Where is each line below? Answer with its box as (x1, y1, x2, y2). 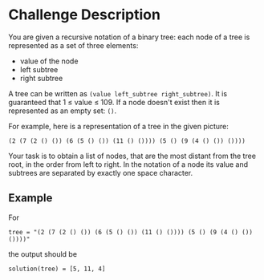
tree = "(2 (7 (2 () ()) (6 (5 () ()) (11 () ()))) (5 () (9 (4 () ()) (8, 228, 253, 236)
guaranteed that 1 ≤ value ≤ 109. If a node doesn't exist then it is (8, 97, 221, 107)
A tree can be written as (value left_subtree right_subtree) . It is (8, 88, 227, 98)
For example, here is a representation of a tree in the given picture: (8, 121, 229, 131)
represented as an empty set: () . (8, 106, 117, 116)
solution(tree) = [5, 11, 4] (8, 265, 106, 273)
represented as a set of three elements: (8, 40, 139, 50)
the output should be (8, 249, 78, 258)
